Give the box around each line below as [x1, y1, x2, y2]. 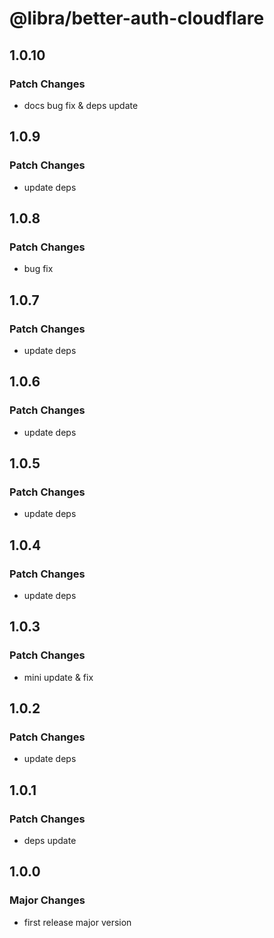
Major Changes [9, 893, 86, 907]
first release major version [23, 916, 132, 928]
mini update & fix [23, 671, 94, 683]
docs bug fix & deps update [23, 99, 139, 111]
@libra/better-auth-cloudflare [9, 7, 265, 30]
